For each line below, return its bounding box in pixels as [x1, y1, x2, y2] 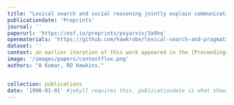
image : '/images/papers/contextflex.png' [7, 56, 130, 63]
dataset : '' [7, 42, 42, 49]
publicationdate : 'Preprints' [7, 17, 95, 24]
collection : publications [7, 81, 82, 88]
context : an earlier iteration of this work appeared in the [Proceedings [7, 49, 229, 56]
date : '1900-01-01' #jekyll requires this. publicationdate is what [7, 87, 210, 94]
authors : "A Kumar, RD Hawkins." [7, 62, 104, 69]
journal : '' [7, 23, 42, 30]
